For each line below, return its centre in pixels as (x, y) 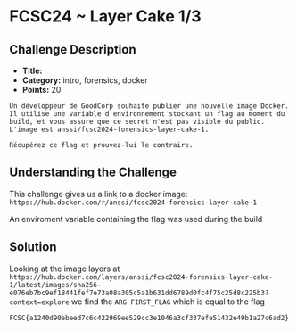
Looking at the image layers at (65, 269)
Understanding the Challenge (93, 173)
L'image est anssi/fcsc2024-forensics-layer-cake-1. (109, 129)
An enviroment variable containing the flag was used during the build (136, 219)
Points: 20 (41, 90)
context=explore (39, 302)
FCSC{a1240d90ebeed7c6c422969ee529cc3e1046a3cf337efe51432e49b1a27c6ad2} (149, 318)
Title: (32, 70)
